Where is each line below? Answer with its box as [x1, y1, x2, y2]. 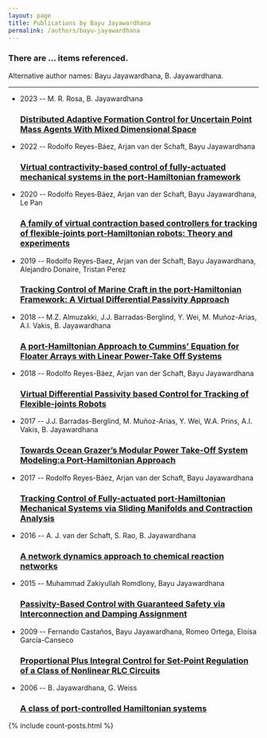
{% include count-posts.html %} [8, 721, 114, 731]
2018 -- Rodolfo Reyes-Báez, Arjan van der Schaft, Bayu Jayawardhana [19, 369, 254, 378]
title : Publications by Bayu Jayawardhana [8, 19, 151, 27]
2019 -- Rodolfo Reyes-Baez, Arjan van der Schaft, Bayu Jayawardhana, [19, 256, 257, 265]
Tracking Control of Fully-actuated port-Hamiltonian [19, 493, 226, 504]
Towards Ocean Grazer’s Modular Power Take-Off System [19, 445, 249, 456]
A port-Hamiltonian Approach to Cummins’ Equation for [19, 340, 240, 351]
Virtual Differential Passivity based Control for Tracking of [19, 389, 249, 400]
